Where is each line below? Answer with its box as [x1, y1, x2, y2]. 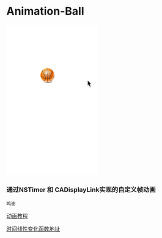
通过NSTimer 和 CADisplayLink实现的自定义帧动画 [6, 185, 156, 193]
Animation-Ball [6, 4, 84, 18]
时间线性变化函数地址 [6, 225, 60, 233]
